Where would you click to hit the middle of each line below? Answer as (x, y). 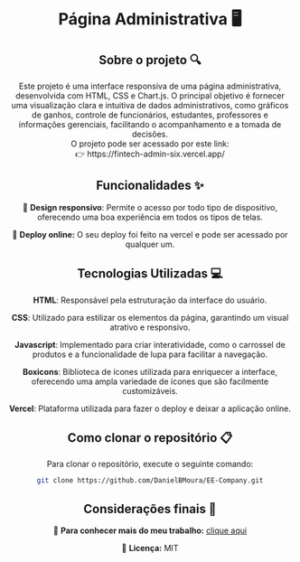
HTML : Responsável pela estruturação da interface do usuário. (150, 300)
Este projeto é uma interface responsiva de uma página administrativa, (150, 86)
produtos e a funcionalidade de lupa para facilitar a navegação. (150, 354)
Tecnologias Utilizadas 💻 (150, 274)
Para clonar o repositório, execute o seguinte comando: (150, 464)
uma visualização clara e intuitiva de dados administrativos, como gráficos (150, 105)
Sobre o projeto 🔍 (150, 60)
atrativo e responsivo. (150, 327)
